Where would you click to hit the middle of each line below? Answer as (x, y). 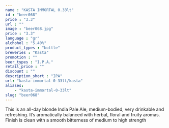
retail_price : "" (25, 67)
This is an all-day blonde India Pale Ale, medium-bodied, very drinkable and (85, 109)
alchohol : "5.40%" (26, 43)
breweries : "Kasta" (27, 52)
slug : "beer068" (22, 95)
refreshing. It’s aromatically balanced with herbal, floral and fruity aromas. (83, 115)
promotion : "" (21, 57)
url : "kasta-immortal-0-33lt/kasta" (44, 81)
